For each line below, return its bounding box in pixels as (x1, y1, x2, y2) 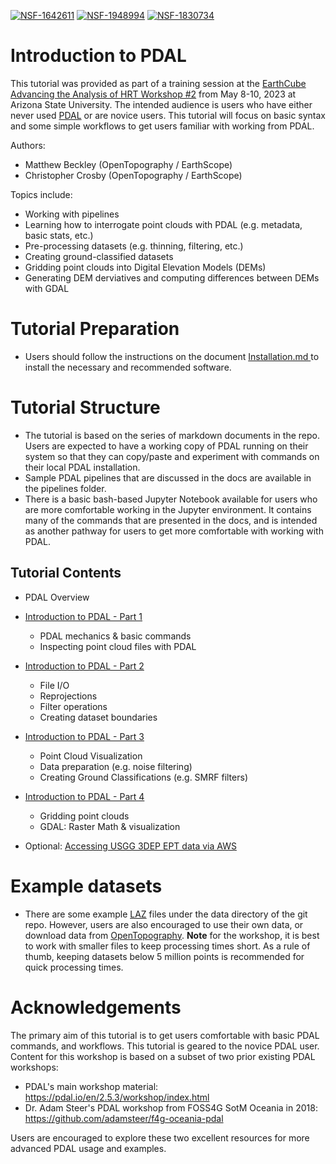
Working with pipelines (24, 208, 120, 220)
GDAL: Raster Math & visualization (39, 820, 181, 832)
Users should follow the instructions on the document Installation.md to (24, 350, 320, 362)
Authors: (10, 139, 46, 151)
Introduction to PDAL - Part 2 (24, 660, 145, 672)
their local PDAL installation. (24, 461, 141, 473)
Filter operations (39, 700, 108, 712)
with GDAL (24, 282, 70, 294)
